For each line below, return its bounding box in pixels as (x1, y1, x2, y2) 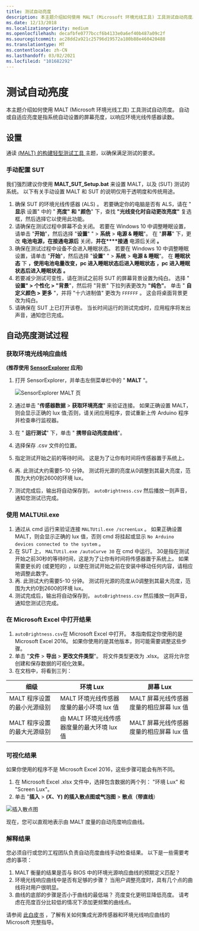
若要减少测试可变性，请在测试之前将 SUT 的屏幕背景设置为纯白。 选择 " (14, 274, 190, 281)
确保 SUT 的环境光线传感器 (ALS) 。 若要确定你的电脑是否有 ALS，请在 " (14, 200, 191, 207)
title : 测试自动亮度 (6, 8, 52, 15)
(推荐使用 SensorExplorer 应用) (6, 364, 83, 371)
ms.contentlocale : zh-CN (6, 47, 68, 53)
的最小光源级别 (9, 703, 52, 711)
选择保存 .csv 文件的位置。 (14, 442, 80, 449)
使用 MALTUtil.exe (6, 511, 60, 519)
